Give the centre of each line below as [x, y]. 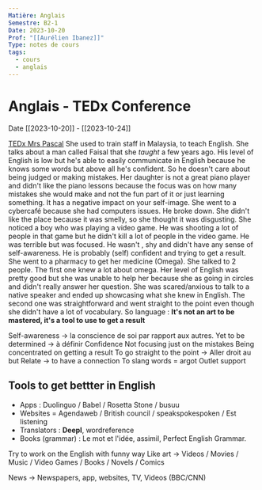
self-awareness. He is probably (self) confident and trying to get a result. [127, 253]
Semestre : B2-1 [33, 23]
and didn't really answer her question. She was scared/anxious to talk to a [129, 287]
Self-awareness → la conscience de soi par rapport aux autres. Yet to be [127, 335]
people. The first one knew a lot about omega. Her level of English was [123, 269]
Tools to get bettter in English [82, 386]
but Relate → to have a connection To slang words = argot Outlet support [127, 360]
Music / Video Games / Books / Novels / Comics [86, 462]
